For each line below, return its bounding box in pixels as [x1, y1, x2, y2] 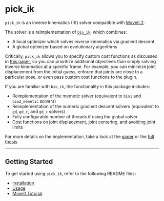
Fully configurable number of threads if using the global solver [12, 113, 138, 119]
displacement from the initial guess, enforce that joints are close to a [5, 68, 143, 74]
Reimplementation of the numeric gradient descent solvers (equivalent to [12, 103, 160, 109]
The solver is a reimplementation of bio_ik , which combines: [5, 29, 127, 35]
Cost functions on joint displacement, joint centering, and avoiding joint [12, 119, 156, 125]
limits [12, 124, 23, 130]
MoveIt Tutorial [12, 190, 42, 196]
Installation [12, 180, 35, 186]
